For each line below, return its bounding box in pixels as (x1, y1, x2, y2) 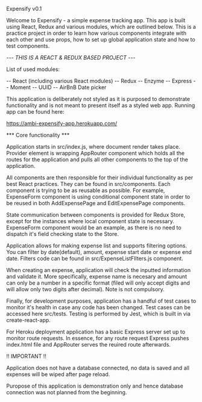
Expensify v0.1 (6, 5, 42, 12)
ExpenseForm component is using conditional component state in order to (6, 193, 191, 200)
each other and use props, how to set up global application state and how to (6, 36, 196, 43)
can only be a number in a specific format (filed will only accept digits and (6, 279, 190, 286)
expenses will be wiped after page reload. (6, 371, 110, 378)
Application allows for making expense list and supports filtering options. (6, 242, 188, 249)
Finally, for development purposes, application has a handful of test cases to (6, 297, 197, 305)
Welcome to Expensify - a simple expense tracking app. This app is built (6, 17, 186, 23)
